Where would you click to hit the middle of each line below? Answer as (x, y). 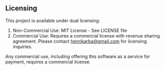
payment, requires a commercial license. (48, 62)
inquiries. (22, 46)
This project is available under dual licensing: (53, 20)
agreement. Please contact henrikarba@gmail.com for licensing (80, 41)
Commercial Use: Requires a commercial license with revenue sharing (86, 36)
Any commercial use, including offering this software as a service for (78, 56)
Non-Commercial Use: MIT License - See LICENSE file (70, 30)
